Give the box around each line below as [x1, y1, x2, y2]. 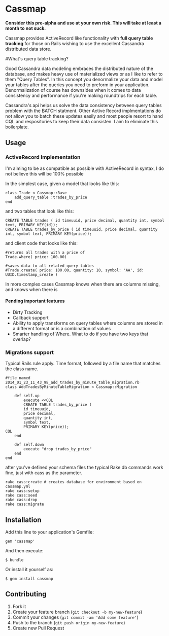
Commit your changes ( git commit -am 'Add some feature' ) [12, 614, 139, 620]
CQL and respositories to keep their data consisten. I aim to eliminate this [5, 118, 158, 124]
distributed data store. [5, 46, 52, 52]
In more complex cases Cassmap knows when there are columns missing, [5, 281, 160, 287]
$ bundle [5, 557, 24, 562]
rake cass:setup [5, 488, 40, 493]
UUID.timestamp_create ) [5, 272, 58, 277]
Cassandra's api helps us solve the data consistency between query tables [5, 102, 162, 108]
